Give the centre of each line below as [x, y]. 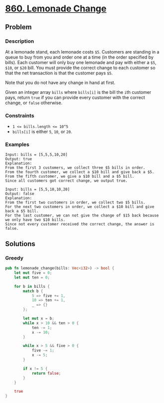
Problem [19, 27]
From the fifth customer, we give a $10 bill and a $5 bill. [70, 177]
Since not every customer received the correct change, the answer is [80, 224]
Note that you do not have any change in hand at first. [60, 82]
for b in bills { [32, 286]
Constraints [20, 116]
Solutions [20, 244]
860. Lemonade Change [56, 9]
